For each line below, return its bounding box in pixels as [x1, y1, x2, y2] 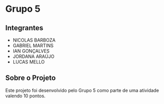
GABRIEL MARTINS [12, 43, 54, 49]
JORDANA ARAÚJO [12, 53, 55, 59]
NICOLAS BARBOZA [12, 37, 56, 43]
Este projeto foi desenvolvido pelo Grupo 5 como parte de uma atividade [5, 87, 159, 93]
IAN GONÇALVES [12, 48, 50, 54]
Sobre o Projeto [5, 74, 56, 82]
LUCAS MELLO [12, 59, 45, 65]
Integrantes [5, 24, 44, 32]
